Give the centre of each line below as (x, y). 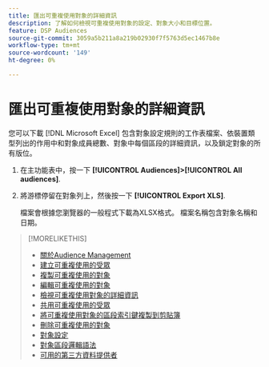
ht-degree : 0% (32, 61)
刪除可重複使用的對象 (75, 325)
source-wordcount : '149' (50, 53)
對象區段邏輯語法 (68, 345)
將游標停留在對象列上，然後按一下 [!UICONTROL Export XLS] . (122, 195)
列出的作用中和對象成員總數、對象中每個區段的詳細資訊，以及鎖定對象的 (134, 143)
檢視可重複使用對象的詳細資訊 (89, 295)
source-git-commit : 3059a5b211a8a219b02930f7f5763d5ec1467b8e (114, 38)
